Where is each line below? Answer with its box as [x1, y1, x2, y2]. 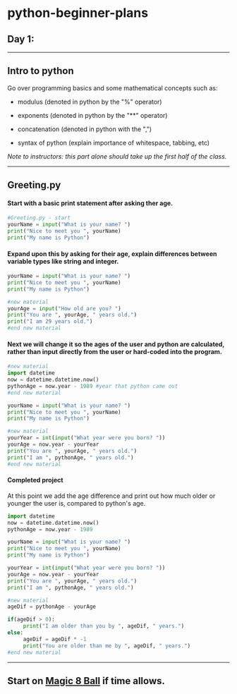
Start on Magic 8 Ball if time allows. [7, 675, 166, 687]
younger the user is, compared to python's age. [7, 499, 146, 507]
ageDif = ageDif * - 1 [23, 635, 87, 643]
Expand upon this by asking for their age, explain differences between [7, 249, 217, 258]
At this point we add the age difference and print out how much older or [7, 492, 216, 500]
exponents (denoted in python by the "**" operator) [17, 111, 168, 119]
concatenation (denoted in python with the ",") [17, 125, 152, 133]
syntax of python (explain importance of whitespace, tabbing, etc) [17, 138, 210, 147]
